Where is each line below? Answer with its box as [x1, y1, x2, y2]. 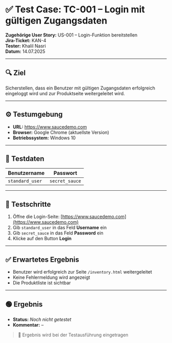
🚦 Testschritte [5, 200, 51, 209]
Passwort [53, 170, 78, 177]
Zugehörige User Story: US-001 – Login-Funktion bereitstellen [5, 32, 138, 38]
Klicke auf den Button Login [12, 236, 72, 242]
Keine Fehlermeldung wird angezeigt [12, 274, 91, 280]
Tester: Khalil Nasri [5, 43, 46, 49]
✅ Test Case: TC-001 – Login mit [5, 4, 145, 15]
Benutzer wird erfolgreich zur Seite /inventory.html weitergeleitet [12, 269, 153, 275]
